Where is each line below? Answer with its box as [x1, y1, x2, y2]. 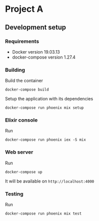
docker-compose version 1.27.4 [12, 54, 76, 60]
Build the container [5, 78, 43, 84]
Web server [5, 149, 33, 156]
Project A [5, 3, 43, 15]
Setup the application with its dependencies [5, 96, 94, 102]
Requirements [5, 38, 40, 45]
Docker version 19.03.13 [12, 49, 60, 55]
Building [5, 66, 25, 73]
